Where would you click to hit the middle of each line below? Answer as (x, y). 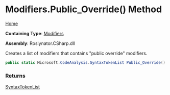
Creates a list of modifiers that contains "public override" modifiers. (76, 53)
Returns (15, 76)
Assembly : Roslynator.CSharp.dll (40, 43)
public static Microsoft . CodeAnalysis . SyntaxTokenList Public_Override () (86, 62)
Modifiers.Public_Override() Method (84, 9)
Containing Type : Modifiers (34, 33)
